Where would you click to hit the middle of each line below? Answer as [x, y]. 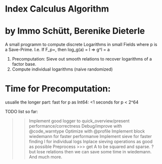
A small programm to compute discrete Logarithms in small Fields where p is [81, 45]
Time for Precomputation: [58, 89]
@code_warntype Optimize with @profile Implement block [87, 131]
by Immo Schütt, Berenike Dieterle [75, 31]
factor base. [24, 64]
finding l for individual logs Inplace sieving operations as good [91, 142]
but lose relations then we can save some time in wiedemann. [90, 152]
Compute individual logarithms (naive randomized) [62, 69]
